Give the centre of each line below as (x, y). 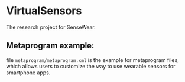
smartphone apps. (28, 73)
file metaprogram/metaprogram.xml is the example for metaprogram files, (92, 60)
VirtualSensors (44, 11)
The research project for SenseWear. (51, 27)
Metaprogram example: (50, 46)
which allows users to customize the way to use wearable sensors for (91, 66)
